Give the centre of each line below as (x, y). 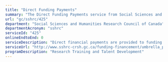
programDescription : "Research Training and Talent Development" (74, 51)
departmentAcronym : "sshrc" (34, 28)
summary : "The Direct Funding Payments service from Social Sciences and (84, 14)
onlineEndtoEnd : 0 (24, 38)
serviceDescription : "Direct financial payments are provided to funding (84, 42)
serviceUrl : (17, 47)
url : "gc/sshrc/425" (27, 19)
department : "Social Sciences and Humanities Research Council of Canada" (85, 24)
